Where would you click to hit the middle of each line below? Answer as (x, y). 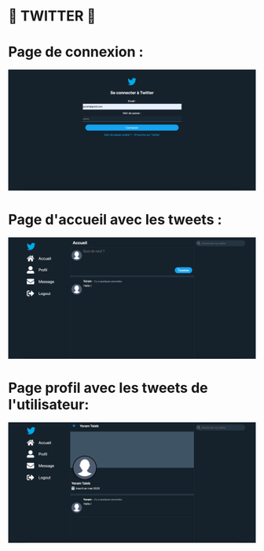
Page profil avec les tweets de (108, 388)
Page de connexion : (76, 52)
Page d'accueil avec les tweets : (115, 220)
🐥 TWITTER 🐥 (52, 16)
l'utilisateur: (49, 404)
